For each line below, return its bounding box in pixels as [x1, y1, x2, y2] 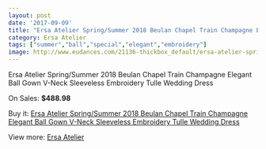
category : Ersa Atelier [8, 33, 87, 42]
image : [8, 48, 30, 56]
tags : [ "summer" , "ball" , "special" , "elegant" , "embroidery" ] [8, 41, 207, 49]
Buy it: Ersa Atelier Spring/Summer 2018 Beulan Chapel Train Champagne [8, 109, 248, 118]
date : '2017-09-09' [8, 19, 73, 27]
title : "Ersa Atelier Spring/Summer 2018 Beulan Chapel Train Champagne [8, 26, 253, 34]
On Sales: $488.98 [8, 94, 71, 102]
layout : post [8, 11, 51, 20]
